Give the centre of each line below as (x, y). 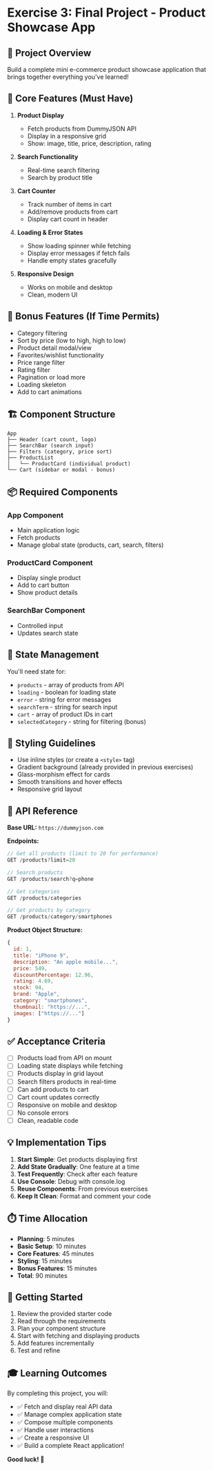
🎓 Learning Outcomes (57, 1373)
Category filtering (42, 333)
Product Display (40, 115)
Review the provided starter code (64, 1314)
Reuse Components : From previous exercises (82, 1189)
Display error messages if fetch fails (79, 253)
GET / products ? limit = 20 (41, 860)
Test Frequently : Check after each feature (77, 1174)
